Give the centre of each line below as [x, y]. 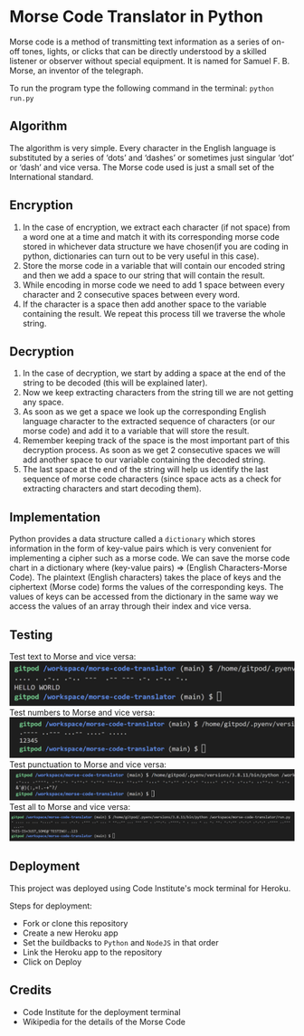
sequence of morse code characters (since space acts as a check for [152, 479]
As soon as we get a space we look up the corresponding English [144, 412]
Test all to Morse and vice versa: [70, 807]
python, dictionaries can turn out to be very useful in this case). [141, 256]
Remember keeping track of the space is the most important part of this [156, 441]
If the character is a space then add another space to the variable [144, 304]
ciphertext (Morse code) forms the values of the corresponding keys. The [147, 587]
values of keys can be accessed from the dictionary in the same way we [144, 597]
